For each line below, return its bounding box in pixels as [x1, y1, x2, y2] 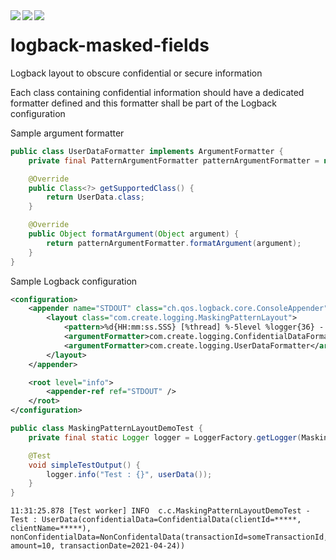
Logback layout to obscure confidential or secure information [10, 67, 263, 79]
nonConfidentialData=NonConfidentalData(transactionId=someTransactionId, [10, 532, 329, 543]
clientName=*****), [10, 524, 92, 534]
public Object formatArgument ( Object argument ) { [28, 229, 240, 239]
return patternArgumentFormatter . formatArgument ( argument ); [46, 238, 302, 248]
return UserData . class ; [46, 192, 145, 203]
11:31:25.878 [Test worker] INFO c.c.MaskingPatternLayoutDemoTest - [10, 506, 311, 516]
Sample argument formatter [10, 127, 125, 139]
